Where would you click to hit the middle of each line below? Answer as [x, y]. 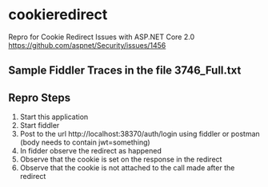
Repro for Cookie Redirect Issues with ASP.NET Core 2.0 [101, 37]
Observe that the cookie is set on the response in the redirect [121, 159]
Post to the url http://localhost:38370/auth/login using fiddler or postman [140, 134]
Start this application [54, 117]
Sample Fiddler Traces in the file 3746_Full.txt [125, 71]
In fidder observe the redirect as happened [91, 151]
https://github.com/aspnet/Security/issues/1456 [87, 45]
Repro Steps [39, 97]
